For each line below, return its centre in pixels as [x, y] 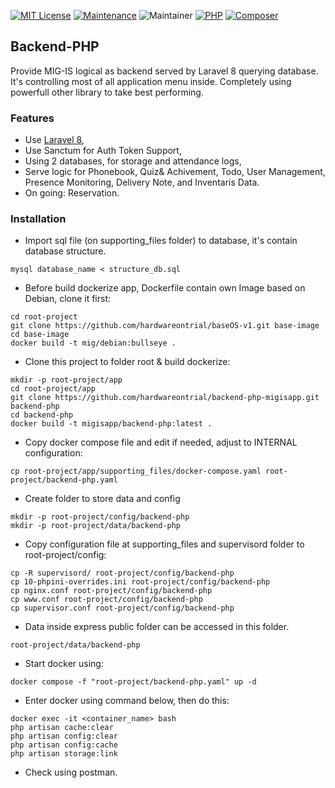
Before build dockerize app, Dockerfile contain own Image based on [165, 288]
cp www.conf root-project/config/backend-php [106, 600]
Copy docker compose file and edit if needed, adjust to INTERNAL [161, 442]
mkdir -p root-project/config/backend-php [100, 517]
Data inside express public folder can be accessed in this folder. [157, 627]
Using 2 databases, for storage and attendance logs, [133, 161]
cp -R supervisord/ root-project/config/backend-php [122, 573]
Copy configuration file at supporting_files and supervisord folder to [164, 544]
